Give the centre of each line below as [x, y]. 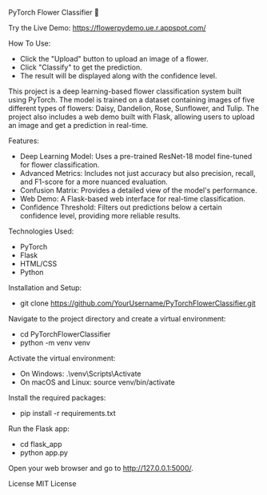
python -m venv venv [55, 343]
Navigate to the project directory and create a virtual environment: [117, 319]
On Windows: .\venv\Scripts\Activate [80, 373]
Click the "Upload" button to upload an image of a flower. [114, 59]
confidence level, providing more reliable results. [100, 216]
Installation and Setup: [45, 287]
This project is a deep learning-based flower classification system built [125, 91]
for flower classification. [60, 165]
